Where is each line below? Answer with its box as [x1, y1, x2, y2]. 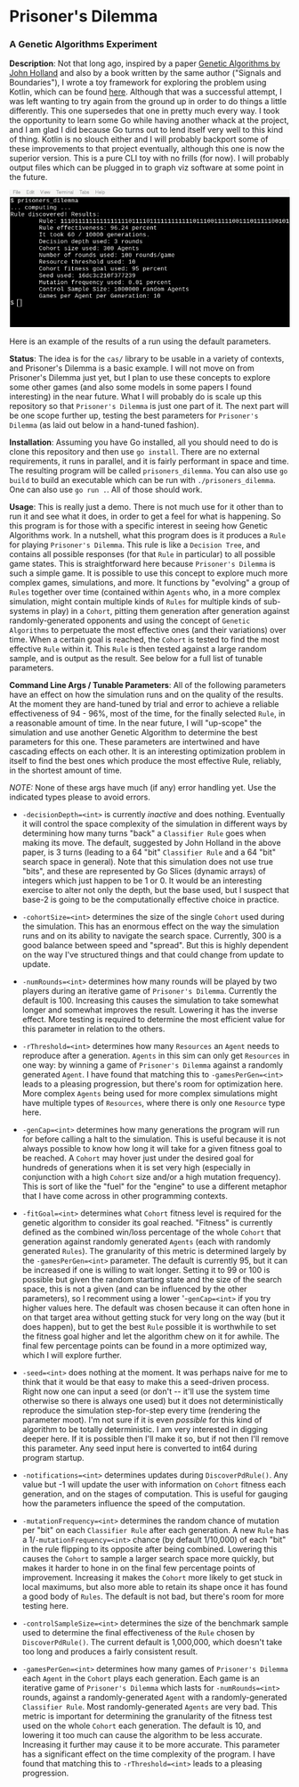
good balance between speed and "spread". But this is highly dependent [21, 940, 289, 951]
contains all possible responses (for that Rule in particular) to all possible [9, 549, 276, 560]
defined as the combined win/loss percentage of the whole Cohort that [21, 1227, 282, 1238]
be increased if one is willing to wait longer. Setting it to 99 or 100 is [21, 1265, 271, 1275]
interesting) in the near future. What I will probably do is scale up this [9, 391, 263, 402]
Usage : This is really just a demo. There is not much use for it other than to [9, 502, 284, 512]
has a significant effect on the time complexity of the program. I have [21, 1749, 276, 1759]
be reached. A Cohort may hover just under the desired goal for [21, 1152, 255, 1164]
